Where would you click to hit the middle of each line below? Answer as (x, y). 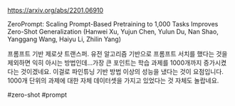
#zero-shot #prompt (37, 95)
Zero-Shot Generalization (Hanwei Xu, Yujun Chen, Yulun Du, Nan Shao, (113, 32)
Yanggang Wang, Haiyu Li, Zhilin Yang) (64, 39)
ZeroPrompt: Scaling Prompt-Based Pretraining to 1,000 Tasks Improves (113, 24)
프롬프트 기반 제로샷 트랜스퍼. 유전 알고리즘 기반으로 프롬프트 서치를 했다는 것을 (117, 54)
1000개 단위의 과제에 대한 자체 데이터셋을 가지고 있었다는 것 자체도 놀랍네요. (113, 80)
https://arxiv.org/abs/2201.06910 (56, 10)
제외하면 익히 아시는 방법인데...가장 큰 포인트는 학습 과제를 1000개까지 (105, 63)
